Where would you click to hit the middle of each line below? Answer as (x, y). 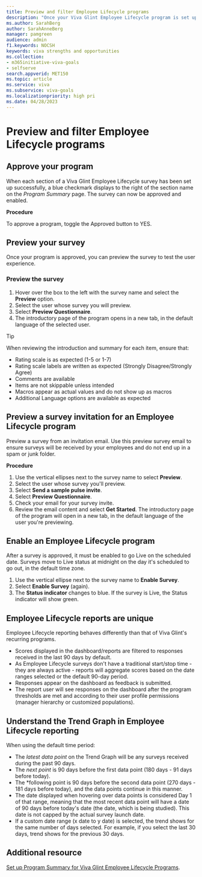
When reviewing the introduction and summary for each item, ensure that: (98, 348)
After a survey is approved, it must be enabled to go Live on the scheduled (99, 555)
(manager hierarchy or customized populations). (75, 702)
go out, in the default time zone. (46, 569)
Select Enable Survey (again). (52, 587)
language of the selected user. (53, 324)
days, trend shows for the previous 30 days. (69, 834)
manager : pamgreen (29, 34)
